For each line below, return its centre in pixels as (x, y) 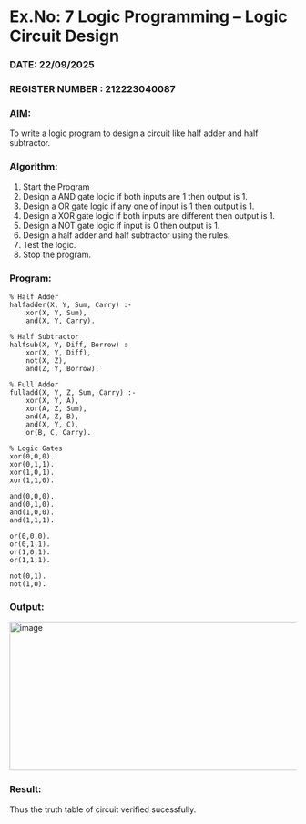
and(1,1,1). (32, 520)
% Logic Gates (36, 448)
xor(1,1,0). (32, 480)
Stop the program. (57, 254)
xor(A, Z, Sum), (57, 408)
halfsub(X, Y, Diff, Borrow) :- (71, 345)
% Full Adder (34, 385)
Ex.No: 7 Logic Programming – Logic (149, 17)
